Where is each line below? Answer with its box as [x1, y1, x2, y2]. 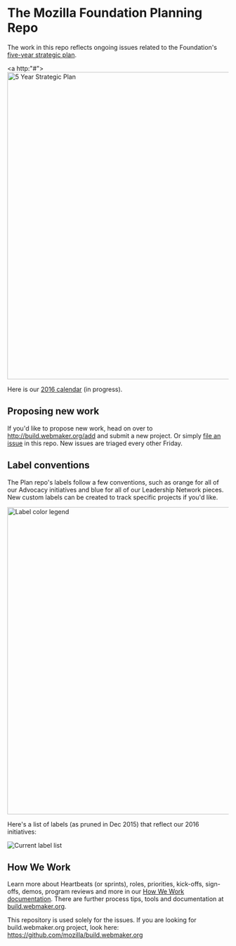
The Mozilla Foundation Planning [7, 5, 203, 21]
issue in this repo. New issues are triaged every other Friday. [7, 439, 183, 447]
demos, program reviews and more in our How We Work [22, 887, 185, 896]
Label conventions [7, 459, 90, 471]
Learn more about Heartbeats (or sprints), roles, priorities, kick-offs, [7, 880, 204, 888]
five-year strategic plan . [7, 51, 77, 59]
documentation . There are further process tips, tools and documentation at [7, 895, 224, 903]
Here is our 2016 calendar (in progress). [7, 385, 123, 393]
